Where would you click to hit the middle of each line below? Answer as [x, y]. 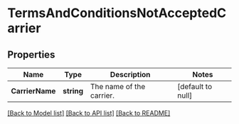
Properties [31, 55]
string [73, 91]
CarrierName [33, 91]
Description [130, 74]
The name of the [118, 87]
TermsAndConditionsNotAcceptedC [117, 13]
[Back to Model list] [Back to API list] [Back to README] [89, 113]
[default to [195, 87]
